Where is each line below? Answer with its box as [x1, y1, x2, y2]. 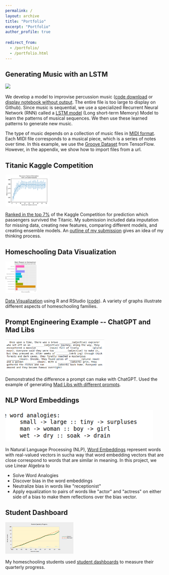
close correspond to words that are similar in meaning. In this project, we [5, 457, 157, 463]
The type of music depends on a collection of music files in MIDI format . [5, 130, 155, 136]
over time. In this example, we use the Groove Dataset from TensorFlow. [5, 141, 155, 147]
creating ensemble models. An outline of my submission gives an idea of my [5, 228, 164, 234]
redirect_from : [5, 40, 37, 45]
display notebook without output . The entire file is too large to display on [5, 99, 156, 106]
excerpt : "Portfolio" [5, 24, 51, 29]
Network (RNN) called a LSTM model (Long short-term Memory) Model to [5, 110, 159, 116]
